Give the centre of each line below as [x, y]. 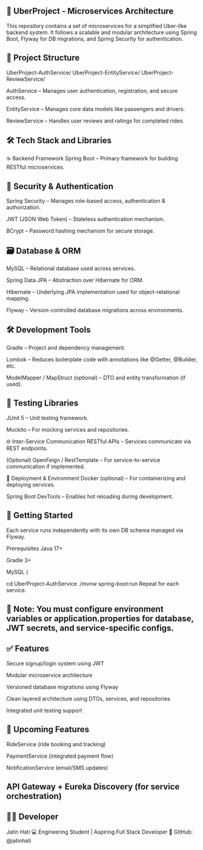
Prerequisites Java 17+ [35, 548]
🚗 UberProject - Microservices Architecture [90, 11]
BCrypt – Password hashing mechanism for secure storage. [80, 231]
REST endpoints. [27, 448]
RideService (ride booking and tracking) [56, 744]
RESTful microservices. [35, 167]
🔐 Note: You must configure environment [85, 609]
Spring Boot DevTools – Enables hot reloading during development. [90, 496]
